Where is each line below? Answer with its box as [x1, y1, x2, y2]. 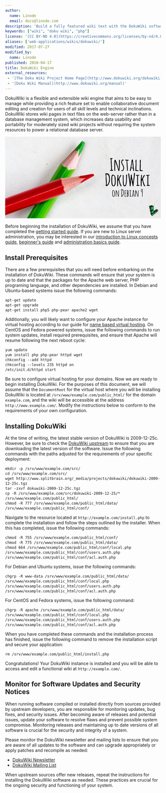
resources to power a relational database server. [5, 127, 104, 133]
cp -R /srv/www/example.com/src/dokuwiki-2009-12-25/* [5, 491, 121, 496]
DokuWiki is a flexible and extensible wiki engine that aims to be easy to [5, 95, 152, 101]
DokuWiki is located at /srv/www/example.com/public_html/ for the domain [5, 392, 156, 398]
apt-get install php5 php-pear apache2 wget [5, 308, 98, 313]
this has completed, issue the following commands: [5, 525, 110, 531]
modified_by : [5, 49, 32, 54]
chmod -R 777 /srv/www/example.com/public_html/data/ [5, 501, 119, 506]
